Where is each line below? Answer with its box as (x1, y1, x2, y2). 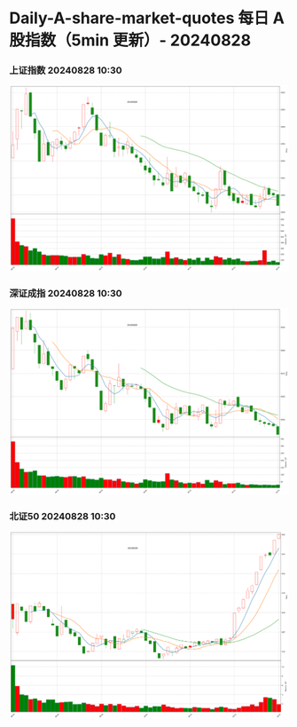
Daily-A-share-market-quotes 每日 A (9, 8, 285, 28)
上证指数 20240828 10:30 (9, 64, 122, 76)
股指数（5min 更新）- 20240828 (9, 30, 251, 51)
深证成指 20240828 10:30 (9, 288, 122, 300)
